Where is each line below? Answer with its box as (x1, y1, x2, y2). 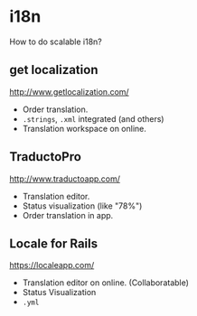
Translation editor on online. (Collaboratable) (22, 277, 190, 288)
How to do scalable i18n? (9, 36, 102, 47)
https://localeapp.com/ (9, 260, 95, 271)
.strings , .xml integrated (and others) (22, 113, 164, 124)
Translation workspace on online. (22, 123, 147, 134)
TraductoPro (9, 149, 81, 164)
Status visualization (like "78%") (22, 200, 143, 211)
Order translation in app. (22, 209, 114, 220)
